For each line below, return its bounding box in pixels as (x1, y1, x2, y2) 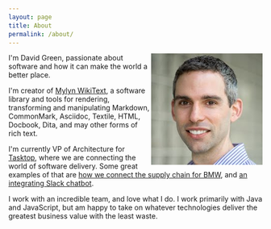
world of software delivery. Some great (8, 161, 139, 171)
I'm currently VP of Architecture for (8, 144, 125, 154)
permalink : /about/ (8, 30, 74, 38)
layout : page (8, 13, 52, 21)
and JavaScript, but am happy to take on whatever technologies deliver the (8, 202, 258, 213)
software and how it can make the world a (8, 61, 148, 72)
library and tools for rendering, (8, 94, 110, 104)
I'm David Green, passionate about (8, 53, 123, 63)
